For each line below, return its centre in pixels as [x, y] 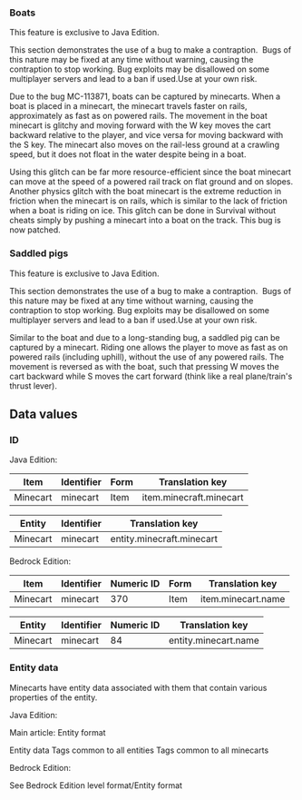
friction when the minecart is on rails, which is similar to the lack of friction [148, 201]
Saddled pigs [39, 253]
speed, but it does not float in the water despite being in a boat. [128, 154]
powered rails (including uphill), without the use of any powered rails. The [147, 357]
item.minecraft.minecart [193, 498]
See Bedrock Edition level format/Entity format [96, 785]
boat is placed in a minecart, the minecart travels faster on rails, [128, 106]
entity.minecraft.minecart [164, 539]
